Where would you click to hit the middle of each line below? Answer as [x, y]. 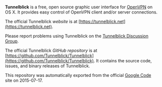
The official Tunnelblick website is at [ [43, 22]
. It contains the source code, [123, 61]
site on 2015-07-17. [24, 80]
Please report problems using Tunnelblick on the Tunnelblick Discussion [77, 36]
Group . [12, 41]
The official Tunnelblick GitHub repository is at [51, 51]
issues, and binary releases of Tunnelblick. [48, 66]
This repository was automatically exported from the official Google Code [78, 75]
